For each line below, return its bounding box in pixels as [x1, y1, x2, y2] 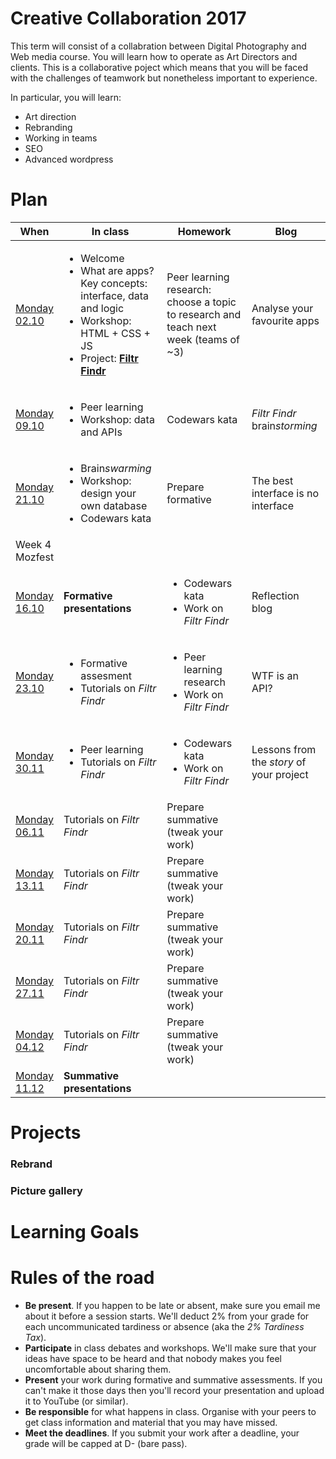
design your [80, 486, 137, 500]
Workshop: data [80, 412, 155, 426]
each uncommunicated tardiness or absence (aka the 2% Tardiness [24, 1321, 305, 1333]
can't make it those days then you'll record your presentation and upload [24, 1385, 325, 1397]
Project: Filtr [80, 351, 139, 365]
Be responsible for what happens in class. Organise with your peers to [24, 1406, 317, 1418]
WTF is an [251, 668, 299, 682]
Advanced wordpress [24, 153, 114, 165]
